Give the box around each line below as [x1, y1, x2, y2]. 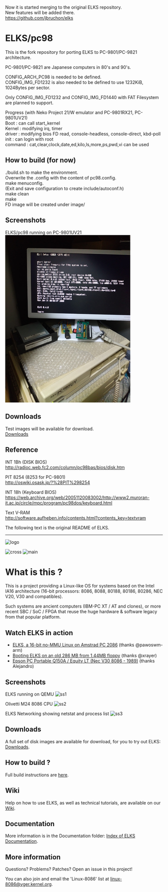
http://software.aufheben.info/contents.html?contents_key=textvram [5, 515, 146, 521]
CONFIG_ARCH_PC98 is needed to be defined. [5, 74, 101, 80]
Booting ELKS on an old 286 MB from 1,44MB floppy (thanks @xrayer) [12, 653, 157, 659]
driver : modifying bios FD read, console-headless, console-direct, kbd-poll [5, 131, 161, 137]
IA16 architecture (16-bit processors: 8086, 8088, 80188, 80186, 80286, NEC [5, 588, 163, 594]
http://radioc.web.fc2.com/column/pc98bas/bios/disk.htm [5, 464, 125, 470]
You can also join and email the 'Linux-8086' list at [5, 876, 109, 882]
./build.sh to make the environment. [5, 169, 78, 175]
